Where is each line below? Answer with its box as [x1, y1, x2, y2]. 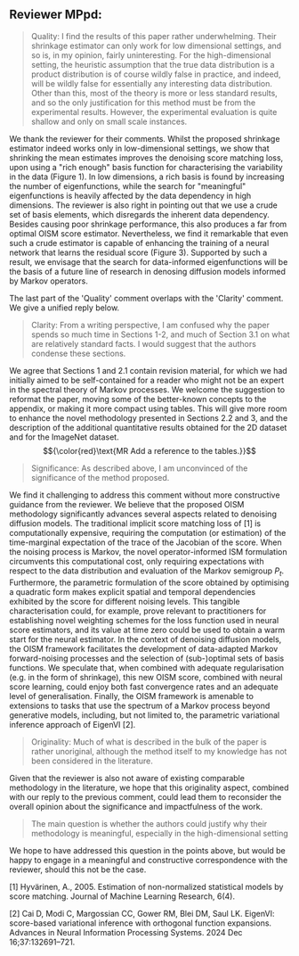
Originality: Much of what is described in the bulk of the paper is [30, 736, 267, 747]
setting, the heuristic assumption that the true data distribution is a [30, 59, 275, 70]
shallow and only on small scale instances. [30, 116, 188, 127]
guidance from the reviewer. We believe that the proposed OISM [9, 499, 245, 509]
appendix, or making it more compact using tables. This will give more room [9, 403, 287, 414]
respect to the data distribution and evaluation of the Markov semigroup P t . [9, 565, 285, 578]
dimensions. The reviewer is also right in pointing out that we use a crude [9, 200, 278, 210]
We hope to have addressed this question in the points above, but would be [9, 845, 287, 855]
